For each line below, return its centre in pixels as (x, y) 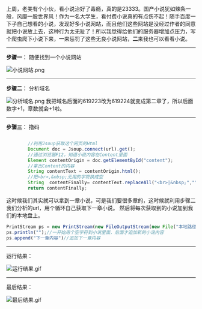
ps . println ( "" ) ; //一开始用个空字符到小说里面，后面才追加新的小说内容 (85, 232)
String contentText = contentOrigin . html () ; (84, 172)
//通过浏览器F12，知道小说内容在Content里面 (78, 155)
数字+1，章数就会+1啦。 (35, 109)
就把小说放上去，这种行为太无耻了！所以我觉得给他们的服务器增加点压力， (98, 31)
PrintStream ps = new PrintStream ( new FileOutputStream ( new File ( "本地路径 (101, 227)
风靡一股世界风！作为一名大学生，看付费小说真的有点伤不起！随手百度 (103, 16)
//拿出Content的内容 (51, 166)
